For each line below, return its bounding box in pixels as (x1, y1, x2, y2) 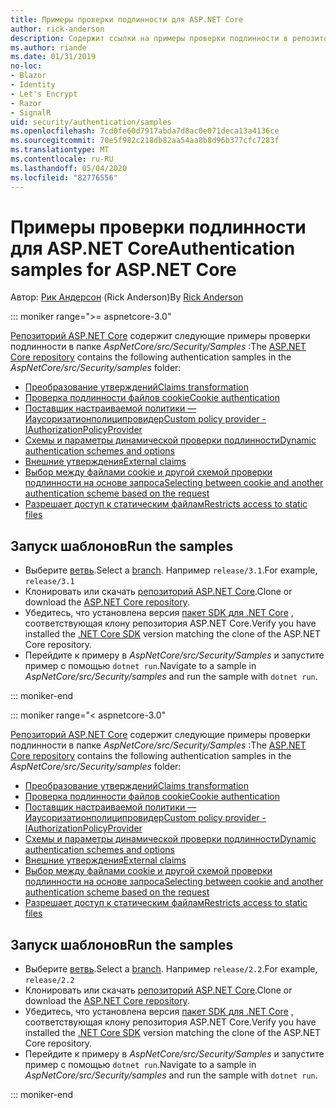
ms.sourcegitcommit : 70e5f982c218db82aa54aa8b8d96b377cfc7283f (10, 136, 280, 146)
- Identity (10, 80, 56, 90)
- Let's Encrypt (10, 89, 78, 99)
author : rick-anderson (10, 24, 105, 34)
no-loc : (10, 61, 43, 71)
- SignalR (10, 107, 52, 118)
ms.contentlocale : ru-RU (10, 154, 114, 164)
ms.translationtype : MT (10, 145, 110, 155)
